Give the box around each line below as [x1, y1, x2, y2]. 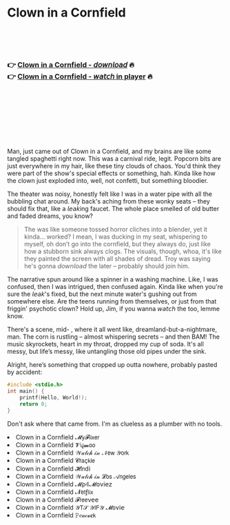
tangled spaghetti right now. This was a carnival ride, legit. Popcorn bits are [7, 155, 222, 163]
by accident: [7, 368, 43, 377]
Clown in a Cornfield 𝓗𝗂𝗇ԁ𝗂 [16, 464, 91, 473]
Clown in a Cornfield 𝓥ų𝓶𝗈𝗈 [16, 440, 96, 449]
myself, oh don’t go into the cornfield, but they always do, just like [23, 240, 211, 248]
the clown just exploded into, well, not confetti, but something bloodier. [7, 177, 209, 185]
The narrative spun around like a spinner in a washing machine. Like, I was [7, 275, 218, 284]
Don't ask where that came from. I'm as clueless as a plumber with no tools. [7, 419, 222, 428]
